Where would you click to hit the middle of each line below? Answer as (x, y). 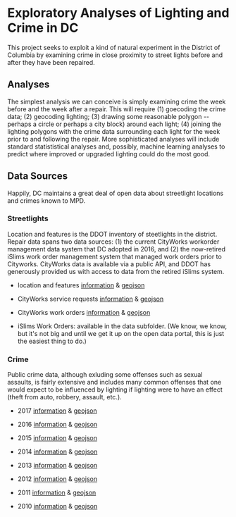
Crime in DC (43, 28)
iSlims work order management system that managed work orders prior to (114, 256)
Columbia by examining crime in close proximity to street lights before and (115, 55)
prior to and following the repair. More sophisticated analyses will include (113, 139)
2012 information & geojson (57, 479)
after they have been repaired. (51, 62)
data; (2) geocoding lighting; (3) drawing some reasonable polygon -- (108, 116)
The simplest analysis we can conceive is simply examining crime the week (117, 101)
